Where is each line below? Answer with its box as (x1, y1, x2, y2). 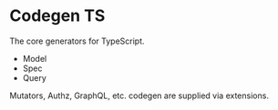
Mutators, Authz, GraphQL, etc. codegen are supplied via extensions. (9, 90, 269, 101)
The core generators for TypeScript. (9, 35, 145, 46)
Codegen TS (9, 5, 106, 26)
